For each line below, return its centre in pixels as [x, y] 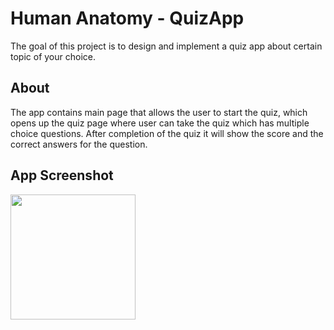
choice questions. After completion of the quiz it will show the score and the [167, 133]
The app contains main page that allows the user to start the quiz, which [159, 112]
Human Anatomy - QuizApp [127, 18]
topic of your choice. [53, 56]
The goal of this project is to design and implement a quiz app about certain [166, 46]
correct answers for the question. [79, 144]
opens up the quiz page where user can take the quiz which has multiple [160, 123]
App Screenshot [62, 175]
